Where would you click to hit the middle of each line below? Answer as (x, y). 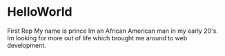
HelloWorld (40, 12)
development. (27, 45)
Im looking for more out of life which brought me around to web (97, 38)
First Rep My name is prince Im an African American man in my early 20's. (113, 31)
